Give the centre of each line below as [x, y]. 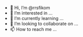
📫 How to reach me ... [33, 29]
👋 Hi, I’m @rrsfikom [30, 8]
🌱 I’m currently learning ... [37, 18]
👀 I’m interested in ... [31, 13]
